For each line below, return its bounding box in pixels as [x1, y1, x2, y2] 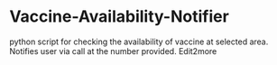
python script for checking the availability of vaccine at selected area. [9, 36, 269, 47]
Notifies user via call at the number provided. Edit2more [9, 45, 217, 56]
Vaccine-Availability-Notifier [9, 6, 230, 27]
